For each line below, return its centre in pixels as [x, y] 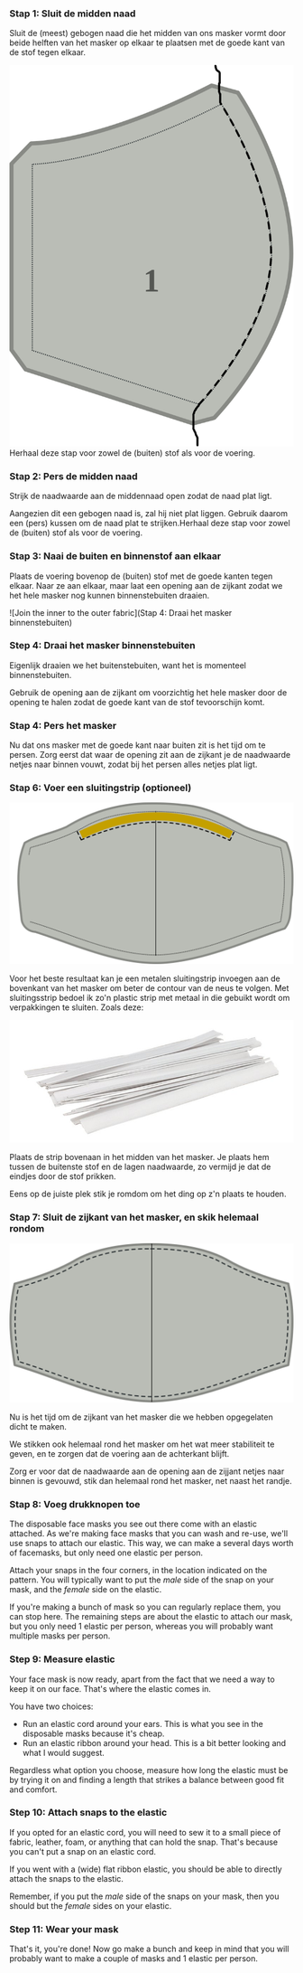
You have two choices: [51, 1706]
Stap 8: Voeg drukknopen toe [75, 1504]
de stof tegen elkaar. [47, 52]
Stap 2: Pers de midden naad [73, 476]
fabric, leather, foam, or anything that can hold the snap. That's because [144, 1842]
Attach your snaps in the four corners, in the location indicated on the [138, 1571]
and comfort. [33, 1789]
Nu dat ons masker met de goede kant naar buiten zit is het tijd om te [138, 745]
